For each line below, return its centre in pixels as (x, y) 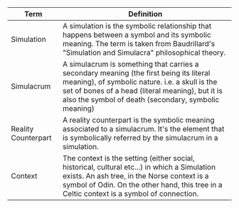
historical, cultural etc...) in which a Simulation (139, 167)
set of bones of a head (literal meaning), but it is (143, 91)
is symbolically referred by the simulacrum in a (140, 138)
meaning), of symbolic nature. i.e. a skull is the (140, 82)
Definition (145, 14)
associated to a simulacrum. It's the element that (144, 129)
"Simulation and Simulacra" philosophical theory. (144, 53)
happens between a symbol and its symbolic (137, 35)
